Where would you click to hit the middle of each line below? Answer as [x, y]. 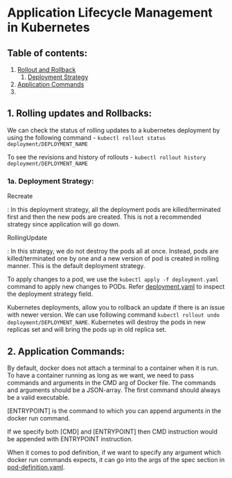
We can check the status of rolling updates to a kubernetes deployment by [114, 130]
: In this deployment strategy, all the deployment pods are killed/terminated [114, 210]
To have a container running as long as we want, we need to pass [101, 375]
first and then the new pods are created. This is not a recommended [104, 217]
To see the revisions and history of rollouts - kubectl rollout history [107, 157]
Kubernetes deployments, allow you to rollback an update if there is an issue [116, 308]
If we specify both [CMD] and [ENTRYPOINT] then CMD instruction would [113, 432]
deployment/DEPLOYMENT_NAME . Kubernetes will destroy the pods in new [107, 322]
